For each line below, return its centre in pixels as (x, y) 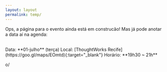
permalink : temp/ (23, 15)
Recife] (115, 49)
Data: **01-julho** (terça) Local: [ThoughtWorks (56, 49)
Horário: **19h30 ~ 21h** (131, 55)
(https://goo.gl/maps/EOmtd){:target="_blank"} (54, 55)
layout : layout (21, 10)
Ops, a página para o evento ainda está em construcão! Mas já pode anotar (83, 29)
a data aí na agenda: (26, 34)
